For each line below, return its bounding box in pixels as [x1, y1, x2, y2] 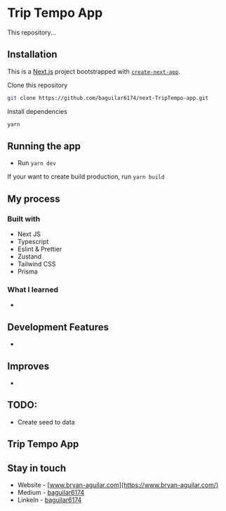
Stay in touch [7, 462, 67, 474]
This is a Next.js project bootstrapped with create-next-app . [7, 67, 181, 75]
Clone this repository [7, 81, 68, 89]
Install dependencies [7, 107, 68, 115]
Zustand [17, 252, 42, 261]
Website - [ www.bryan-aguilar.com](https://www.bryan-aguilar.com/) [17, 480, 219, 489]
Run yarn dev [17, 159, 56, 167]
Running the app [7, 140, 81, 152]
